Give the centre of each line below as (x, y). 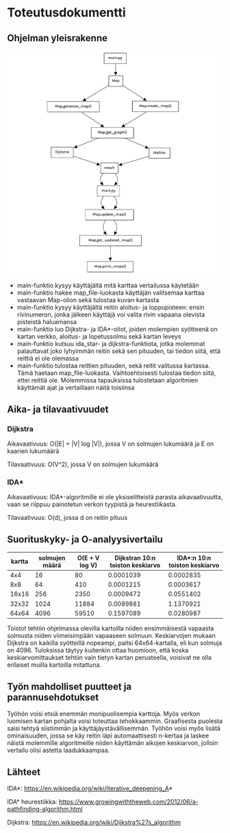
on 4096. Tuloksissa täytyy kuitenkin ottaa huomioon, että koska (98, 650)
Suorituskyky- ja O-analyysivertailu (85, 539)
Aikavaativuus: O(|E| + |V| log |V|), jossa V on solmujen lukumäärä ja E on (111, 444)
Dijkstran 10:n (135, 558)
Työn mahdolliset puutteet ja (69, 686)
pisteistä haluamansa (47, 322)
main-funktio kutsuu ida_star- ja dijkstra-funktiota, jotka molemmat (111, 344)
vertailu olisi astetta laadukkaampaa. (59, 751)
